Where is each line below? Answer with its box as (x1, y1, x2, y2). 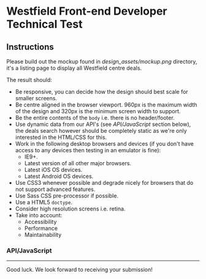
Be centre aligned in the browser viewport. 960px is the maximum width (15, 101, 197, 108)
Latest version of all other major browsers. (24, 160, 132, 166)
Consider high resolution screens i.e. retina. (15, 205, 126, 212)
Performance (24, 225, 58, 232)
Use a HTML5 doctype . (15, 199, 72, 206)
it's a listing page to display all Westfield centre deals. (6, 64, 142, 72)
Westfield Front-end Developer (6, 4, 167, 18)
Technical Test (6, 17, 83, 31)
